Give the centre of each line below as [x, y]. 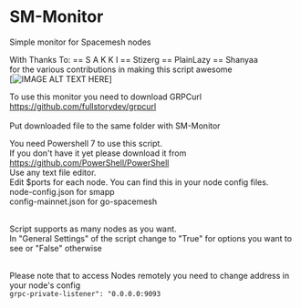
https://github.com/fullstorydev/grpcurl [83, 106]
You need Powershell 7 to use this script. [86, 143]
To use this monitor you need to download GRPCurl [106, 97]
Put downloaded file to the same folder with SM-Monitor [115, 126]
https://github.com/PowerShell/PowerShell [89, 162]
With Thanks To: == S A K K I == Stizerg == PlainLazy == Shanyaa [134, 59]
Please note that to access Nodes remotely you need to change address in [150, 275]
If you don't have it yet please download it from [98, 153]
